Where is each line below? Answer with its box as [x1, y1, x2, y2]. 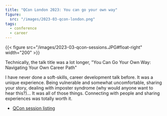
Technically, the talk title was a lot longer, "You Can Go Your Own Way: [5, 59, 151, 65]
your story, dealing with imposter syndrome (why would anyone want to [5, 85, 153, 90]
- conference [10, 26, 37, 31]
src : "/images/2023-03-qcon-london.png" [10, 16, 95, 21]
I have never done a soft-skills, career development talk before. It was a [5, 74, 153, 80]
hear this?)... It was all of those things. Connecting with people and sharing [5, 90, 160, 96]
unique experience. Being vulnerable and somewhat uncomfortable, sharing [5, 79, 162, 85]
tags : [5, 21, 17, 26]
